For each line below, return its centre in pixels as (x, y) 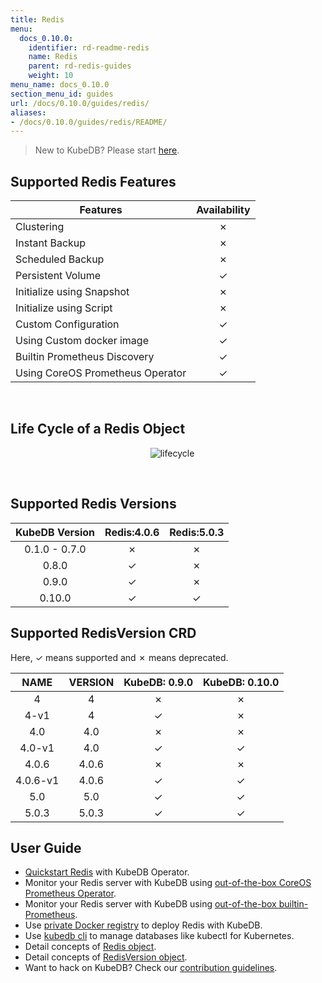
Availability (223, 210)
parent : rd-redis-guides (80, 66)
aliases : (28, 112)
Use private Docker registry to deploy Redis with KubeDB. (143, 925)
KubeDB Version (55, 532)
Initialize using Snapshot (72, 292)
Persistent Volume (58, 276)
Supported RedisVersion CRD (103, 633)
